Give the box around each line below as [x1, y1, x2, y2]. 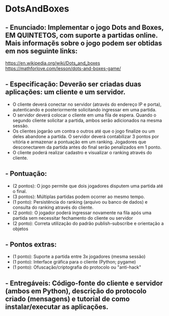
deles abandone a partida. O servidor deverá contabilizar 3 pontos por [12, 133, 159, 139]
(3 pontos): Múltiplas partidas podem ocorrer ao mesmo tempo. [12, 194, 145, 200]
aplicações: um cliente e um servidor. [5, 88, 126, 96]
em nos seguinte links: [5, 46, 78, 55]
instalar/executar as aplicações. [5, 302, 108, 311]
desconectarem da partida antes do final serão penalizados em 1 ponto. [12, 144, 162, 150]
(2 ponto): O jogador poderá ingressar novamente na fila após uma [12, 210, 152, 216]
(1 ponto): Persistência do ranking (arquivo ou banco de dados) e [12, 199, 148, 205]
